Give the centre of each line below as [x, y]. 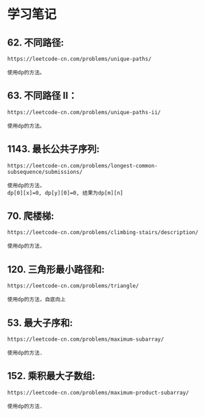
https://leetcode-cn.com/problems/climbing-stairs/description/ [103, 233]
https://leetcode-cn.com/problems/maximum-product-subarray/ [98, 392]
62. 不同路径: [36, 42]
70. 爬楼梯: [31, 216]
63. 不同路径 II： [42, 96]
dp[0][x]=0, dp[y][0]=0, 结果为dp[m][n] [65, 193]
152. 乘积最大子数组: [51, 376]
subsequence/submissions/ [45, 172]
